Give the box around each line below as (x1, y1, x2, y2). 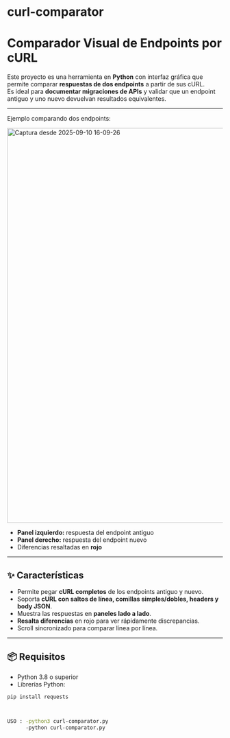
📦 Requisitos (7, 651, 66, 663)
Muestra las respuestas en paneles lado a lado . (16, 609, 152, 617)
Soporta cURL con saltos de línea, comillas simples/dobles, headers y (16, 595, 219, 603)
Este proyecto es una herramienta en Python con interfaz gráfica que (7, 73, 203, 81)
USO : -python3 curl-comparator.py (7, 717, 109, 724)
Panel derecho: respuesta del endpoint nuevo (16, 536, 147, 544)
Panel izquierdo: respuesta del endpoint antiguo (16, 529, 154, 537)
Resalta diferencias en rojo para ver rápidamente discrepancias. (16, 617, 200, 625)
